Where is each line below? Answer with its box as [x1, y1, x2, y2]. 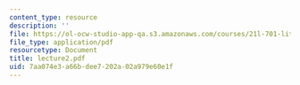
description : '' [9, 21, 70, 30]
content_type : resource [9, 12, 98, 22]
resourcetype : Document [9, 46, 98, 55]
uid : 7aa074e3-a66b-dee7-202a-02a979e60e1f [9, 63, 174, 72]
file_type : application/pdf [9, 37, 114, 47]
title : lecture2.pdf [9, 54, 87, 63]
